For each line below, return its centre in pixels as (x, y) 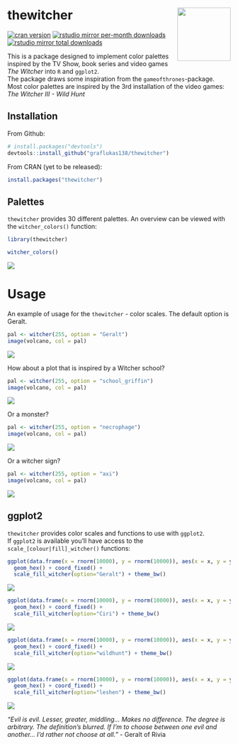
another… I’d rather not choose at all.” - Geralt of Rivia (87, 735)
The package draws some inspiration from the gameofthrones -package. (111, 79)
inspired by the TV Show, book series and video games (88, 63)
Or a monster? (28, 414)
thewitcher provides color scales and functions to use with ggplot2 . (106, 533)
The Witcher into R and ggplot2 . (53, 71)
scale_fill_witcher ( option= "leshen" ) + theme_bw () (90, 693)
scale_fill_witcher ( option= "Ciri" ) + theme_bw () (87, 614)
